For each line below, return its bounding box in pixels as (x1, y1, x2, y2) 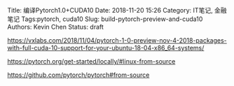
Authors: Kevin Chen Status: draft (7, 23, 104, 31)
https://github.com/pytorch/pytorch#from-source (7, 71, 150, 79)
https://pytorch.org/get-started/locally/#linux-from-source (7, 57, 176, 65)
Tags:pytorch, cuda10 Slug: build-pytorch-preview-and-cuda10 (20, 15, 203, 23)
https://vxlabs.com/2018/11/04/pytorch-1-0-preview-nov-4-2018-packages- (7, 36, 228, 44)
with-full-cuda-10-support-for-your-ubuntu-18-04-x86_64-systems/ (7, 44, 205, 52)
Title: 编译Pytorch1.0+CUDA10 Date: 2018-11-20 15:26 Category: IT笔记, (7, 6, 213, 14)
